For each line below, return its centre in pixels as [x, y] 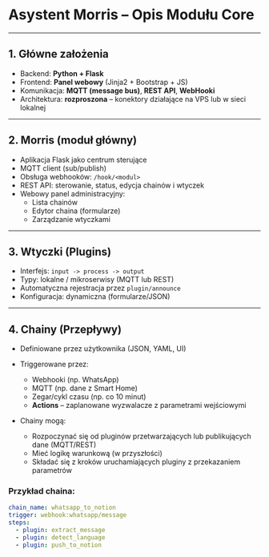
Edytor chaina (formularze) [76, 211]
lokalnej [33, 107]
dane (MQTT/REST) [64, 445]
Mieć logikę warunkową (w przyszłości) [97, 454]
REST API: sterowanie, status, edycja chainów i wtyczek [112, 185]
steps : [19, 523]
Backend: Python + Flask [62, 73]
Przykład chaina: [42, 491]
